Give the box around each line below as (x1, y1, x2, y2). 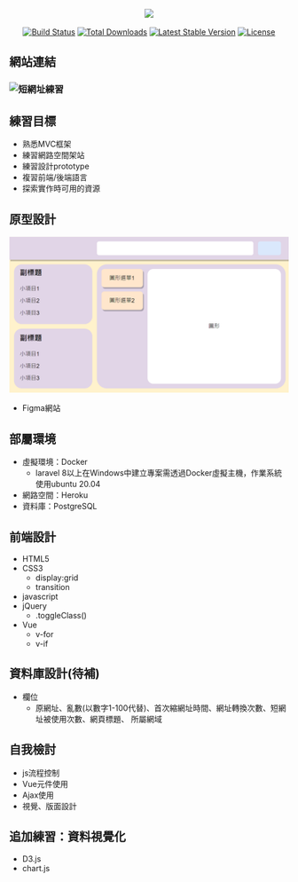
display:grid (35, 572, 79, 583)
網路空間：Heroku (21, 490, 89, 500)
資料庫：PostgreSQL (21, 501, 98, 512)
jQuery (21, 601, 47, 611)
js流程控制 (21, 768, 60, 778)
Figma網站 (21, 403, 61, 413)
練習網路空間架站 (21, 150, 85, 161)
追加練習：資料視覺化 (9, 830, 126, 845)
